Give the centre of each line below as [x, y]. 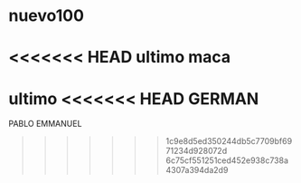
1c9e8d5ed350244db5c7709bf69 [229, 141]
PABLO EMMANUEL [45, 124]
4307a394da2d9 [197, 170]
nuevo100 [47, 16]
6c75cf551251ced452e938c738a [227, 160]
